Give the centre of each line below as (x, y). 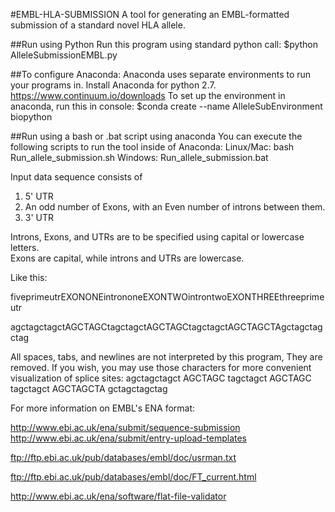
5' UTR (39, 196)
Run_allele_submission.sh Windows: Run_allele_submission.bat (139, 157)
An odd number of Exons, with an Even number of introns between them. (175, 207)
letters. (25, 247)
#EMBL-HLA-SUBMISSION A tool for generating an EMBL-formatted (150, 14)
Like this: (29, 277)
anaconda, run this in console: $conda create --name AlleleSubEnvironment (166, 106)
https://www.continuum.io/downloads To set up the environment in (148, 95)
